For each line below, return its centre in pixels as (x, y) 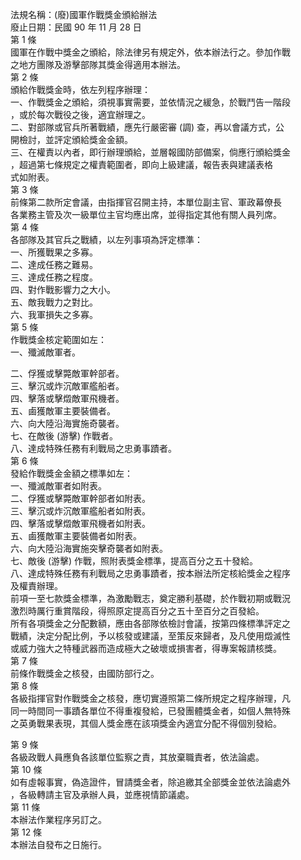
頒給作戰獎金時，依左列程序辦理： (80, 89)
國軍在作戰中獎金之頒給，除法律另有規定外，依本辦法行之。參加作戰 (150, 52)
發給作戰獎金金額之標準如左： (71, 473)
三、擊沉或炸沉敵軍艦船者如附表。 (80, 511)
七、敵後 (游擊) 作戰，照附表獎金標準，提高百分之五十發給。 (134, 561)
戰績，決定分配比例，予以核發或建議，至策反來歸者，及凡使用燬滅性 (150, 636)
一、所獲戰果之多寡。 (54, 252)
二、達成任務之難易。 (54, 264)
